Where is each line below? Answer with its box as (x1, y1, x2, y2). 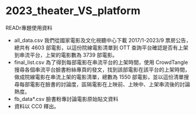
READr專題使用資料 (5, 24, 53, 31)
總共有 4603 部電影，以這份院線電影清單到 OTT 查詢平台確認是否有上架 (14, 44, 189, 51)
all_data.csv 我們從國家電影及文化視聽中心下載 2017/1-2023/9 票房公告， (14, 36, 191, 43)
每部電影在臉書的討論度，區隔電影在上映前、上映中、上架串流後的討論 (19, 80, 190, 87)
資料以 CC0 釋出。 (14, 103, 60, 110)
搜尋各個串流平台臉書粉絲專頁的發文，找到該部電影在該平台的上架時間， (14, 66, 190, 73)
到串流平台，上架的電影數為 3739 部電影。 (14, 51, 118, 58)
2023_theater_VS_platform (5, 4, 141, 18)
